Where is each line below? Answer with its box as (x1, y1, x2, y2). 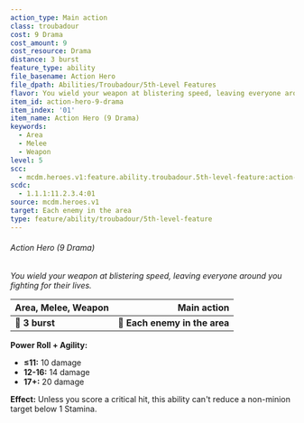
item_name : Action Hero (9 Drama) (10, 114, 141, 123)
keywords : (10, 123, 48, 132)
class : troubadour (10, 22, 79, 31)
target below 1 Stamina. (10, 403, 97, 414)
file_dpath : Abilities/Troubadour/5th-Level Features (10, 80, 217, 89)
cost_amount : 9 (10, 38, 68, 48)
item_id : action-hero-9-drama (10, 97, 124, 106)
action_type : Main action (10, 13, 107, 23)
